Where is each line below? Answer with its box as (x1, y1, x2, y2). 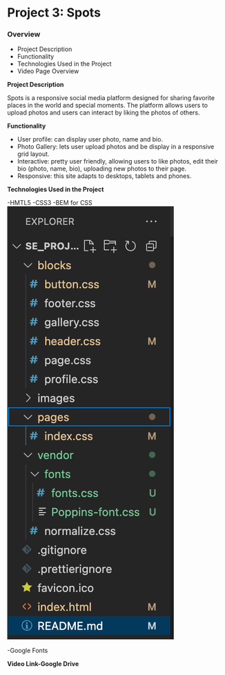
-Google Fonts (7, 647, 48, 655)
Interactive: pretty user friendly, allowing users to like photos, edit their (17, 157, 219, 166)
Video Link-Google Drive (7, 660, 79, 668)
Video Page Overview (17, 67, 79, 75)
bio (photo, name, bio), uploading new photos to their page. (17, 164, 187, 173)
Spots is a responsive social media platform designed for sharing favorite (7, 94, 215, 102)
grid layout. (17, 150, 50, 158)
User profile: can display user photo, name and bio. (17, 135, 164, 144)
